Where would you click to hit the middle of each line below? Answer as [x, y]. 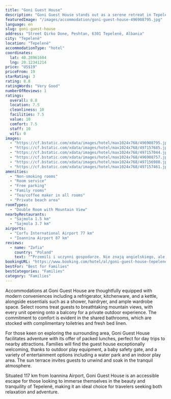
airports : [16, 229]
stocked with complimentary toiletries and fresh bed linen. [66, 323]
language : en [19, 24]
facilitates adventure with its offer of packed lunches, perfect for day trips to [85, 338]
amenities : [17, 172]
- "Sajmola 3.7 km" [31, 224]
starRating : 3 [20, 77]
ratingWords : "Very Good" [33, 86]
